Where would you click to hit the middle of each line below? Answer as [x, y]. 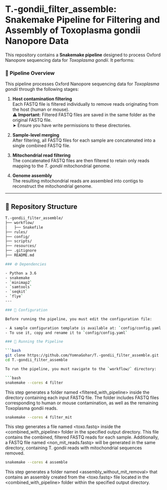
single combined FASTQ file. [41, 146]
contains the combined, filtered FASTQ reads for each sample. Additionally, [82, 437]
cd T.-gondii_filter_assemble [37, 360]
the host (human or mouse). [41, 110]
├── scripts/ [19, 241]
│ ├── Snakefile [24, 227]
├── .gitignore [21, 250]
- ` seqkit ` [16, 292]
